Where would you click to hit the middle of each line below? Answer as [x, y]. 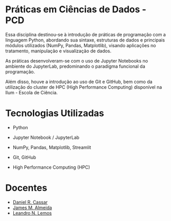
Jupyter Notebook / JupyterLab [46, 137]
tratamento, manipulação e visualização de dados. [58, 51]
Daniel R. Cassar [30, 202]
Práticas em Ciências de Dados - [76, 9]
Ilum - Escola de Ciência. [31, 92]
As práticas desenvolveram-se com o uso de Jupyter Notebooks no [77, 61]
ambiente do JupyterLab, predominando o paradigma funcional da [75, 66]
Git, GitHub [24, 157]
